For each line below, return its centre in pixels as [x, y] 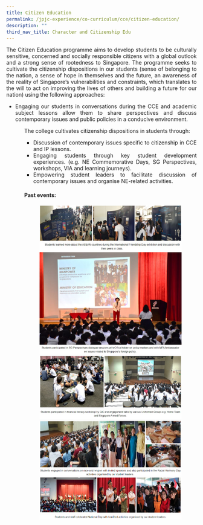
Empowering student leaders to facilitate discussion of [115, 175]
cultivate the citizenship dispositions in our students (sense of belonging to [101, 69]
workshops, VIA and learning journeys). [82, 169]
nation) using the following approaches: [56, 95]
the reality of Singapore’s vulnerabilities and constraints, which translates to [101, 82]
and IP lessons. [52, 149]
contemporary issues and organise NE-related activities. [103, 181]
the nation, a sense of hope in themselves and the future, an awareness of [101, 76]
